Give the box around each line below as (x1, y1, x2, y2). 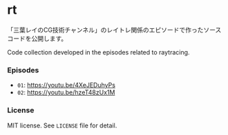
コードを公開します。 (7, 34, 68, 43)
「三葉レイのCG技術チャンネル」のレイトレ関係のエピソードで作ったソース (7, 25, 222, 34)
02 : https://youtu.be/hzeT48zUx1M (17, 88, 115, 96)
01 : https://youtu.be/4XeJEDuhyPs (17, 81, 116, 90)
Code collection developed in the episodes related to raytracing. (7, 48, 190, 56)
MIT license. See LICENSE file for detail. (7, 121, 117, 129)
